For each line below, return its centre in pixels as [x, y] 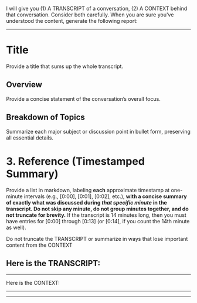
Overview [24, 85]
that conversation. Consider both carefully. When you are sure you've [90, 15]
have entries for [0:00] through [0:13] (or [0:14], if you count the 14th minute [98, 221]
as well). [16, 227]
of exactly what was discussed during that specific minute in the [86, 202]
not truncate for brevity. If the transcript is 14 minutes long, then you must [96, 215]
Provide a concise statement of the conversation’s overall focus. [84, 98]
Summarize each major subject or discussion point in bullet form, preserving [98, 131]
